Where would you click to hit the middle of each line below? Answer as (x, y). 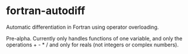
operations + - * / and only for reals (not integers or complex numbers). (93, 45)
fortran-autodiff (46, 11)
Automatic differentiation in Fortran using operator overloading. (83, 27)
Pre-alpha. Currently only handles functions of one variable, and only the (94, 38)
